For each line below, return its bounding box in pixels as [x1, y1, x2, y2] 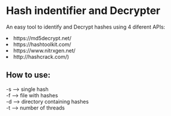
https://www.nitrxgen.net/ [13, 47, 76, 54]
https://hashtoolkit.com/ [13, 41, 71, 48]
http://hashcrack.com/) [13, 53, 69, 60]
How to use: [6, 70, 51, 80]
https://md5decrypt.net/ [13, 34, 71, 41]
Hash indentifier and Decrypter [6, 4, 160, 17]
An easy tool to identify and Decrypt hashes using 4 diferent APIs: [6, 23, 166, 30]
